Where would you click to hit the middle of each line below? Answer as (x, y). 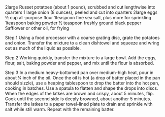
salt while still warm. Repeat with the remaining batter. (60, 109)
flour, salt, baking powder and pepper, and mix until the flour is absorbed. (80, 63)
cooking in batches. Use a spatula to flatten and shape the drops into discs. (82, 88)
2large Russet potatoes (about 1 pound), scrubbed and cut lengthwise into (80, 7)
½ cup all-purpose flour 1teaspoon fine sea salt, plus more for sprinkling (78, 18)
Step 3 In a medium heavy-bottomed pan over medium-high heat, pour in (79, 73)
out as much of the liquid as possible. (43, 48)
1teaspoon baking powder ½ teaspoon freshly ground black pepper (73, 23)
